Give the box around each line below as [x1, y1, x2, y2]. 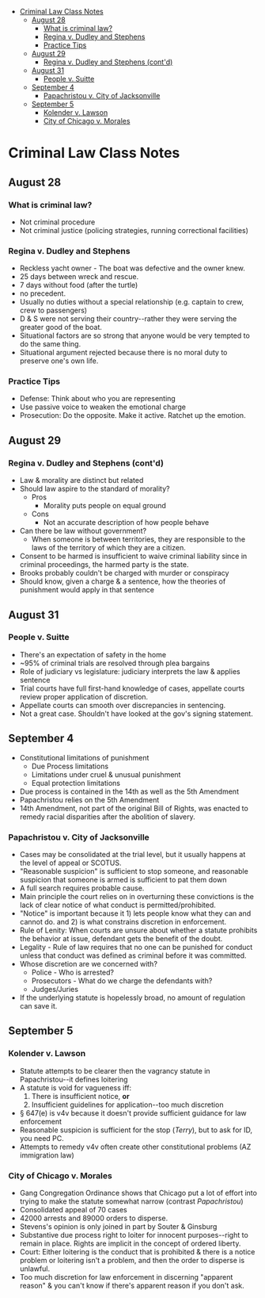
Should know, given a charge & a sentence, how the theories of [19, 576, 226, 586]
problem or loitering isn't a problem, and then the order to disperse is [19, 1255, 245, 1265]
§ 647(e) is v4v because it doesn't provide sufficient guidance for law [19, 1108, 247, 1117]
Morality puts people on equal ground [43, 501, 166, 511]
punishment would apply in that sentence [19, 585, 154, 595]
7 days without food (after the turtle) [19, 281, 138, 290]
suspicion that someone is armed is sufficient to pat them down [19, 875, 227, 884]
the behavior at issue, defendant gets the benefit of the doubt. [19, 933, 223, 943]
